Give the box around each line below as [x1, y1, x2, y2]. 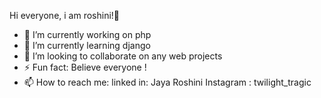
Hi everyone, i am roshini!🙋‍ [9, 10, 121, 21]
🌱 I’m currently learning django [23, 40, 151, 51]
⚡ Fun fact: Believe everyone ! [23, 61, 147, 73]
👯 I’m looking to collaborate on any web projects [23, 50, 223, 62]
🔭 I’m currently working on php [23, 29, 152, 40]
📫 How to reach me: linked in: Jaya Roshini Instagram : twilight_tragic [23, 76, 312, 88]
